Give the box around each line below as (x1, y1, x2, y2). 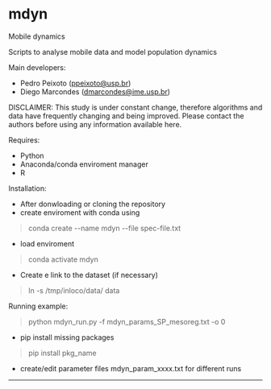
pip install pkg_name (27, 348, 97, 358)
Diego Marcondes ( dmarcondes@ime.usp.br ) (19, 86, 171, 97)
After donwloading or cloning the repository (19, 199, 166, 209)
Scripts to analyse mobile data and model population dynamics (8, 47, 218, 56)
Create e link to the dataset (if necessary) (19, 270, 159, 279)
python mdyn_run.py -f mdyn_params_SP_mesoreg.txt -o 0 (27, 317, 226, 326)
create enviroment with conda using (19, 207, 140, 217)
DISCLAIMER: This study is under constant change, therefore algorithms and (8, 102, 263, 112)
